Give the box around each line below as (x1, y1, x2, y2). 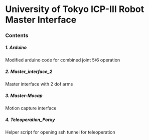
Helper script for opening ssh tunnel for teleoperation (5, 129, 115, 135)
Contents (5, 32, 29, 39)
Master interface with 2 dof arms (5, 81, 73, 87)
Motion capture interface (5, 105, 57, 111)
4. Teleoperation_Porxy (5, 116, 55, 122)
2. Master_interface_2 (5, 68, 53, 74)
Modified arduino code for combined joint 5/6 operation (5, 57, 120, 63)
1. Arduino (5, 44, 27, 50)
